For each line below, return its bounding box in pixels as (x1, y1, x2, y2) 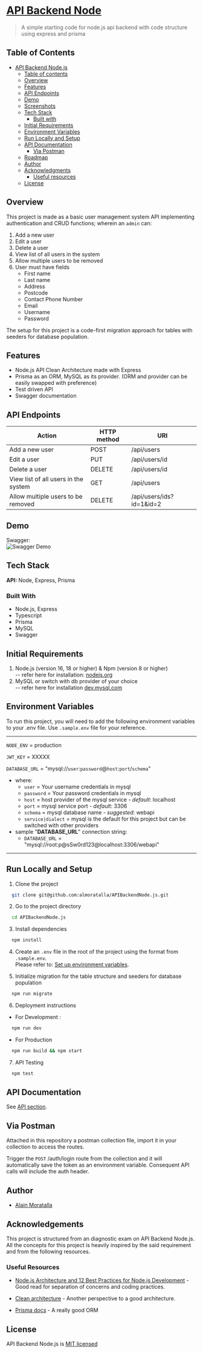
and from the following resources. (6, 1248, 91, 1255)
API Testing (14, 1058, 44, 1066)
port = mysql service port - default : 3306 (24, 802, 127, 810)
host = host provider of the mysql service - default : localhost (24, 796, 176, 803)
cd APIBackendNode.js (11, 914, 66, 920)
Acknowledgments (24, 166, 71, 174)
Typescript (14, 612, 42, 619)
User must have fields (14, 263, 70, 270)
